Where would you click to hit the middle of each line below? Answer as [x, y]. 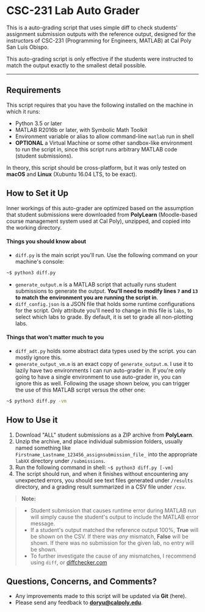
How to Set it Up [38, 193]
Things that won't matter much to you [55, 337]
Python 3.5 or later [38, 123]
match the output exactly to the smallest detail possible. [76, 65]
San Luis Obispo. [28, 47]
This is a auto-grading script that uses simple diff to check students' [92, 27]
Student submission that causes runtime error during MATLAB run [113, 510]
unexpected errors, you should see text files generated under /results [104, 480]
